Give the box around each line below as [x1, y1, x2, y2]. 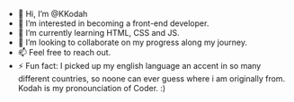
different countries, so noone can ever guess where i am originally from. [17, 73, 286, 84]
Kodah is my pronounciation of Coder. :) [17, 83, 166, 93]
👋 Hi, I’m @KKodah [17, 9, 88, 19]
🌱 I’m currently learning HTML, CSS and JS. [17, 28, 180, 38]
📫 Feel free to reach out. [17, 47, 111, 57]
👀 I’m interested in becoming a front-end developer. [17, 18, 209, 29]
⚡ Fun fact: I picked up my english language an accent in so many [17, 61, 262, 71]
